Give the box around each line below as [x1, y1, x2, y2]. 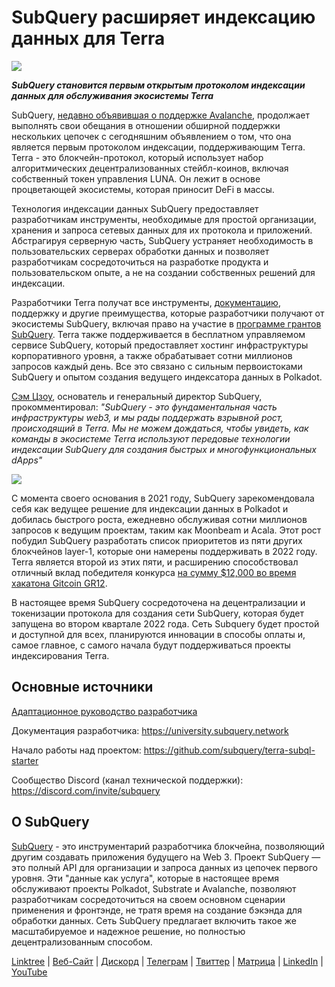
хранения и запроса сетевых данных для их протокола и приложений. [11, 224, 313, 236]
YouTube [11, 966, 48, 978]
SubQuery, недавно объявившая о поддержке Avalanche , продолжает [11, 109, 310, 121]
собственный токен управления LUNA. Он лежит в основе [11, 172, 261, 185]
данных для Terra [11, 27, 166, 50]
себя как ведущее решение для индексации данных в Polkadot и [11, 502, 289, 515]
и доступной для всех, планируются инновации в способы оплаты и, [11, 628, 306, 640]
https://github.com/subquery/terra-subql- [143, 744, 316, 756]
